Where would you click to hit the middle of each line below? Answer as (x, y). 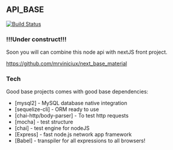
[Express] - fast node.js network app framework (73, 135)
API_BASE (25, 10)
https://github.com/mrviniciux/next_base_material (67, 64)
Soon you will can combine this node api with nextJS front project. (87, 52)
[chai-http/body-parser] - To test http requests (71, 116)
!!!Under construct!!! (36, 39)
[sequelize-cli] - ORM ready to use (57, 109)
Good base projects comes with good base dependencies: (77, 92)
